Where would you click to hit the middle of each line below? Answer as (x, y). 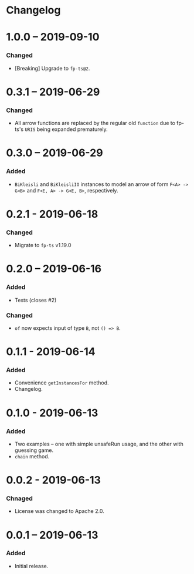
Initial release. (31, 566)
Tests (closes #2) (35, 300)
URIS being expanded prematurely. (66, 129)
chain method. (32, 456)
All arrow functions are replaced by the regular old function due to (95, 123)
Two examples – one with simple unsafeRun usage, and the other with (99, 444)
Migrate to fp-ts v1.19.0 (43, 245)
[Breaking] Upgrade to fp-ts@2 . (52, 68)
